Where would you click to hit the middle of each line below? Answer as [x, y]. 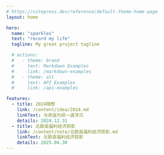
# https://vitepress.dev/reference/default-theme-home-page [82, 12]
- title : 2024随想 [33, 104]
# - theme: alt [33, 77]
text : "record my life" [41, 39]
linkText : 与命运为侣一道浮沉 [50, 115]
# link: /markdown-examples [52, 72]
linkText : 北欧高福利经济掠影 [50, 137]
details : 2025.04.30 [42, 143]
